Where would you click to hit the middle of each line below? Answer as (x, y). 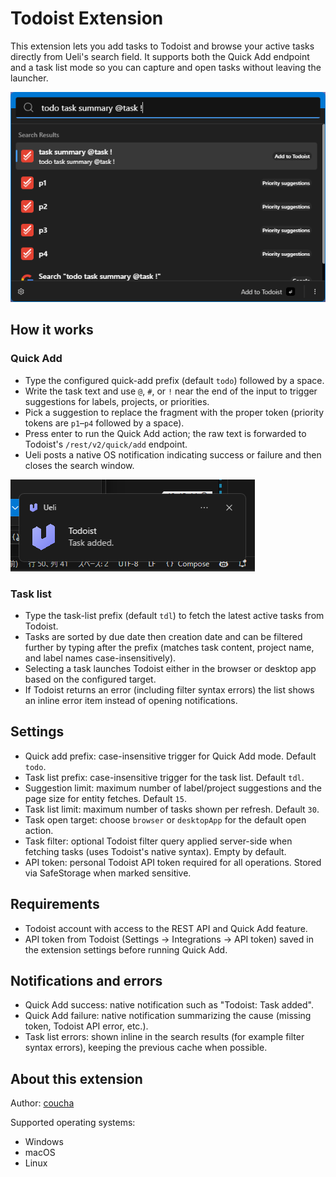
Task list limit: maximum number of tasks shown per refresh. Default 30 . (172, 809)
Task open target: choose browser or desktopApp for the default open (165, 819)
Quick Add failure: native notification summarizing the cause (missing (168, 1016)
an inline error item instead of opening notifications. (131, 700)
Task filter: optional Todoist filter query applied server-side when (158, 841)
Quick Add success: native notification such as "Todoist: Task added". (169, 1005)
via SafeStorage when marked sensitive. (108, 873)
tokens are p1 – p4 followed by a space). (104, 423)
